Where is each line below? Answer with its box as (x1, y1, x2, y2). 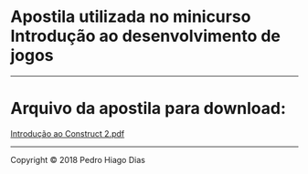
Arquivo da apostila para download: (10, 98, 287, 119)
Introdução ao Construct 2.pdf (10, 128, 125, 138)
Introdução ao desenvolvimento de (10, 26, 281, 46)
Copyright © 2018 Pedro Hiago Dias (10, 154, 145, 165)
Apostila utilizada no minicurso (10, 6, 251, 27)
